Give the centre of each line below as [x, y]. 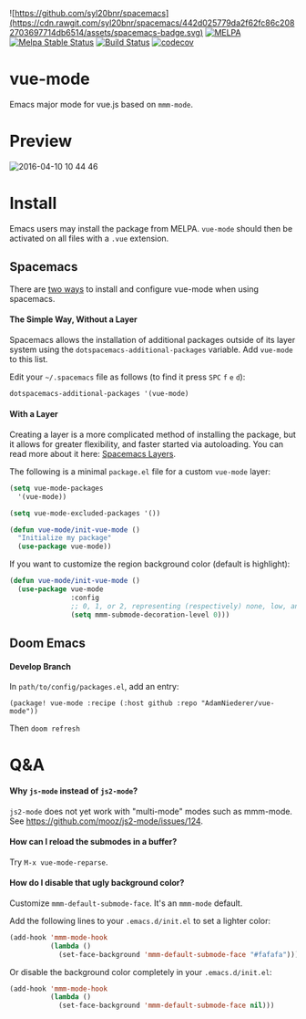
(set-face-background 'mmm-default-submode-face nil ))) [166, 1006]
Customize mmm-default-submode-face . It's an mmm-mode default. [126, 903]
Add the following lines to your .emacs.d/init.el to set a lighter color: [140, 920]
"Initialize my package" [65, 538]
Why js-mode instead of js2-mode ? [74, 790]
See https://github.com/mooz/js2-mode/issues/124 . [106, 821]
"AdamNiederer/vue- [238, 703]
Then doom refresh [45, 728]
